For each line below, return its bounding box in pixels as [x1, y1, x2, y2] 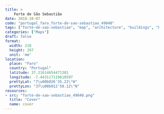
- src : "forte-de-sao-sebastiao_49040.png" [5, 93, 95, 98]
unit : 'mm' [9, 52, 32, 57]
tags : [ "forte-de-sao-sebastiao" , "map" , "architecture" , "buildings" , [5, 25, 154, 30]
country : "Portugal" [9, 66, 51, 71]
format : [5, 39, 21, 44]
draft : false [5, 34, 32, 39]
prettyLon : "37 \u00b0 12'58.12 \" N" [9, 83, 80, 89]
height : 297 [9, 48, 34, 52]
